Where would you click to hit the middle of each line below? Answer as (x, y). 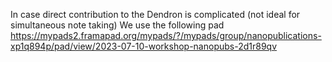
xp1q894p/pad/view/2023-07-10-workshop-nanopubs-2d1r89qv (144, 46)
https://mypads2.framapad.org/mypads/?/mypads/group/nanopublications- (166, 35)
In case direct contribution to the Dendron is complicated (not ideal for (155, 14)
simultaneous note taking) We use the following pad (117, 25)
